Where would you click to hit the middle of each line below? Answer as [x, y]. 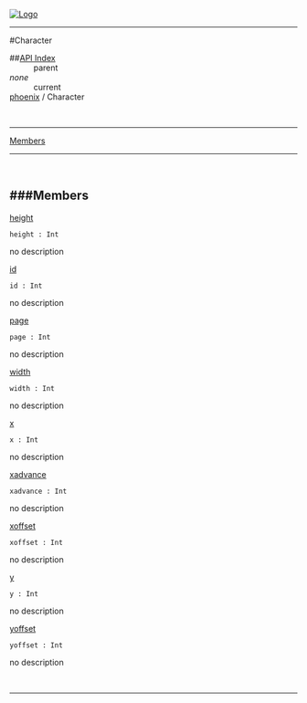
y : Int [24, 593]
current [47, 87]
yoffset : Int [37, 645]
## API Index [33, 58]
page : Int [30, 337]
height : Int [34, 234]
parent [46, 68]
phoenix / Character [47, 97]
